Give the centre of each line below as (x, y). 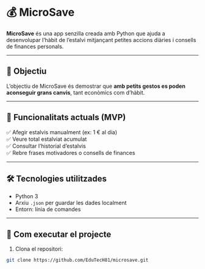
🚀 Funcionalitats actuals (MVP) (66, 117)
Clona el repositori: (39, 249)
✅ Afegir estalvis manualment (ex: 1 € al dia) (62, 132)
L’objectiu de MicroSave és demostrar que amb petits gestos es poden (96, 86)
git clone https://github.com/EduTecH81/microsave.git (77, 260)
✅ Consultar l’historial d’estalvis (46, 146)
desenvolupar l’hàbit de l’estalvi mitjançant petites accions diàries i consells (101, 40)
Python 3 (27, 196)
